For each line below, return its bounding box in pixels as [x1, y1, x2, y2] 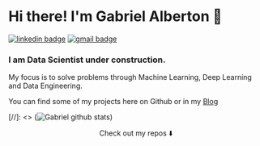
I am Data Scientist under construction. [8, 54, 166, 65]
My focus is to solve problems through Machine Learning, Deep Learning [8, 73, 253, 82]
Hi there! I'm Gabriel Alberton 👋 [8, 7, 223, 26]
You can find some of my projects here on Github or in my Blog [8, 97, 219, 106]
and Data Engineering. [8, 81, 83, 91]
